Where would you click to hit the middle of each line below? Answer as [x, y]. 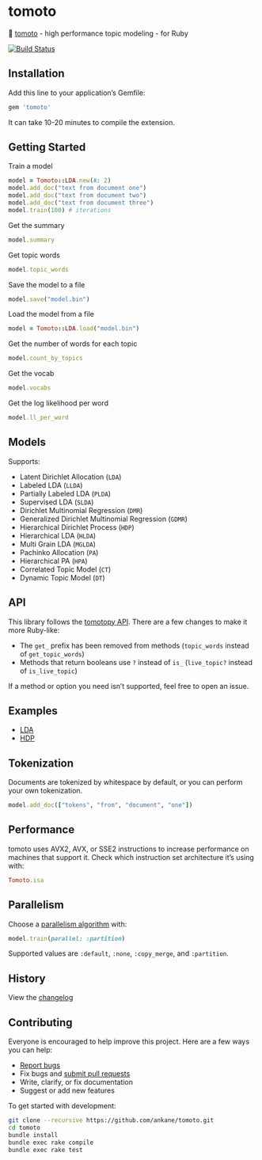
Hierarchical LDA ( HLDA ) [58, 535]
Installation [36, 74]
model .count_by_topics [46, 359]
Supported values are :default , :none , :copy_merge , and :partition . [119, 953]
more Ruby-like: [34, 630]
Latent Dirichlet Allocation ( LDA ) [70, 477]
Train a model [30, 166]
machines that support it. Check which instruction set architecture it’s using [131, 857]
